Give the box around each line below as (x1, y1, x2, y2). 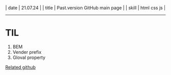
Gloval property (12, 54, 46, 60)
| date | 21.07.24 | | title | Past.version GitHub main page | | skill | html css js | (5, 5, 166, 11)
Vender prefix (12, 49, 42, 55)
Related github (5, 64, 36, 70)
